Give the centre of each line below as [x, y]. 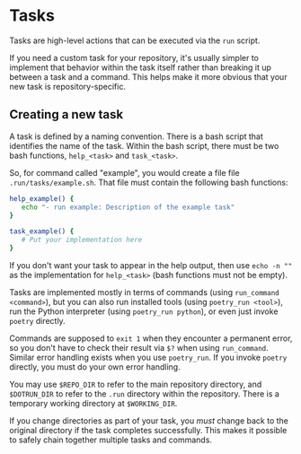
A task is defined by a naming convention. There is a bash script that [136, 136]
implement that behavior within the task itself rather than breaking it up [141, 67]
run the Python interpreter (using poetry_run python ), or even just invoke [144, 311]
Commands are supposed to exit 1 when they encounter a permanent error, [151, 338]
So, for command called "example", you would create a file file [124, 172]
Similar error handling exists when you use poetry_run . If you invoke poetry [148, 357]
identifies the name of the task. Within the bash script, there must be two [144, 145]
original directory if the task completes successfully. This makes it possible [148, 430]
